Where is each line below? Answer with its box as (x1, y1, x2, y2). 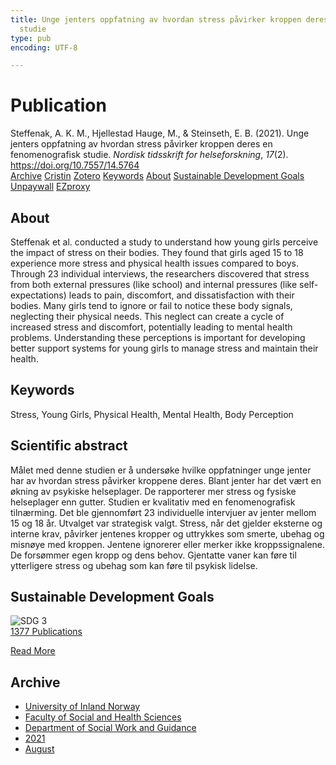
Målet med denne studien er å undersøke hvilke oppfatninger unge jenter (10, 464, 312, 476)
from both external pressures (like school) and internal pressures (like (10, 279, 298, 290)
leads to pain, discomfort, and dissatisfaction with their (68, 289, 295, 301)
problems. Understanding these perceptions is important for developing (10, 332, 306, 343)
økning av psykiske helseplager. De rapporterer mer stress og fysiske (10, 485, 297, 497)
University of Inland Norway (24, 701, 141, 713)
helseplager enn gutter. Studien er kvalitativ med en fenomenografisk (10, 496, 296, 508)
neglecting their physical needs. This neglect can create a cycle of (10, 311, 285, 322)
